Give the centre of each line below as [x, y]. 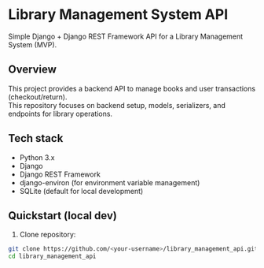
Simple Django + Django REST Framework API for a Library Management [126, 36]
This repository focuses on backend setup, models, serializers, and [117, 105]
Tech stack [36, 138]
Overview [33, 70]
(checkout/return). [38, 97]
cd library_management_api [52, 257]
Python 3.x [37, 157]
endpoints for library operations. [60, 114]
